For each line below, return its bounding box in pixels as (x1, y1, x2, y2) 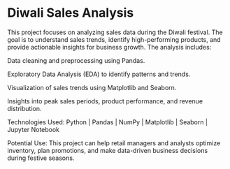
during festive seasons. (7, 154, 75, 162)
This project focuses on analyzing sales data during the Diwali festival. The (7, 28, 224, 36)
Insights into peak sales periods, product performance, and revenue (7, 96, 203, 105)
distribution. (7, 104, 42, 112)
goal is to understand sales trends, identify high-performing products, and (7, 35, 222, 43)
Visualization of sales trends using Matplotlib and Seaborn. (7, 83, 177, 91)
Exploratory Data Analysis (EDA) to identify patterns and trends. (7, 70, 191, 78)
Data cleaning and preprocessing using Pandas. (7, 56, 145, 64)
